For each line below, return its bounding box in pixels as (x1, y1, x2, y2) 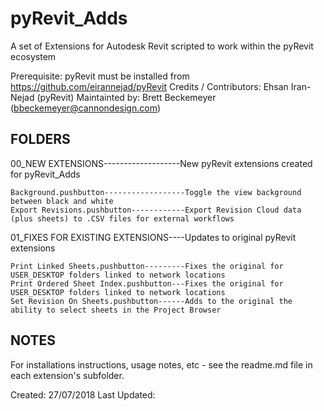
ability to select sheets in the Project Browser (10, 305, 222, 315)
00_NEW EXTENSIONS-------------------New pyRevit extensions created (10, 157, 313, 169)
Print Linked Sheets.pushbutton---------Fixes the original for (10, 261, 284, 271)
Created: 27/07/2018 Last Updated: (10, 388, 156, 401)
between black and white (10, 196, 114, 206)
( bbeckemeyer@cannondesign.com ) (10, 102, 162, 114)
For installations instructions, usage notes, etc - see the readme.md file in (10, 358, 313, 371)
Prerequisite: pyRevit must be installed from (10, 70, 190, 82)
